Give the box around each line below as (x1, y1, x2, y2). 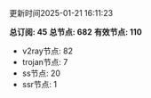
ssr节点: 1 (21, 79, 58, 89)
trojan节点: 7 (21, 57, 68, 67)
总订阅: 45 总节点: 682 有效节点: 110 (9, 27, 142, 37)
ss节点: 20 (21, 68, 60, 78)
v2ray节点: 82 (21, 45, 74, 56)
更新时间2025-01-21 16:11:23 (9, 8, 114, 18)
